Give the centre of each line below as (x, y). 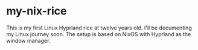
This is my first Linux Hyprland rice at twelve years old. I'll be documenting (99, 28)
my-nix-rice (37, 11)
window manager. (28, 40)
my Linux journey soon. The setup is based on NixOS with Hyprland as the (99, 34)
